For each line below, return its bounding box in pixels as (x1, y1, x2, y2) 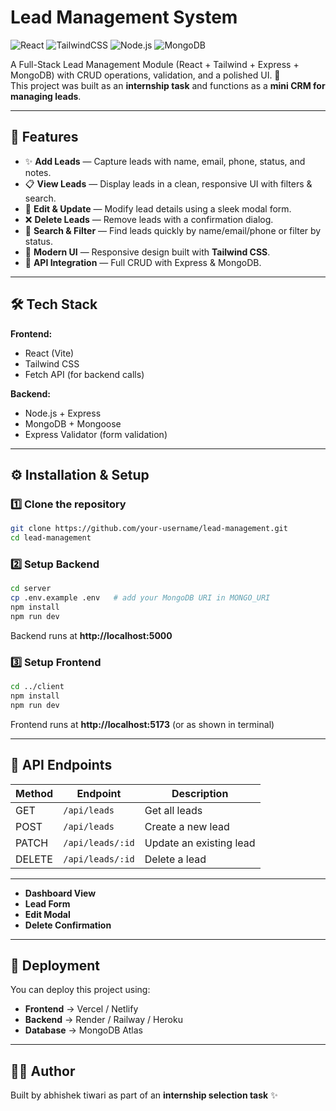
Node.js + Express (24, 407, 102, 419)
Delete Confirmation (24, 919, 112, 931)
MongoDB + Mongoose (24, 417, 122, 430)
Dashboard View (24, 887, 97, 899)
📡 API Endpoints (10, 757, 113, 774)
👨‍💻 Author (10, 1062, 76, 1080)
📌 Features (10, 129, 79, 146)
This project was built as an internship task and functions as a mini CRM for (10, 79, 326, 91)
